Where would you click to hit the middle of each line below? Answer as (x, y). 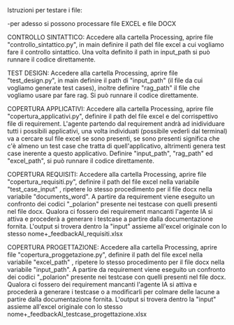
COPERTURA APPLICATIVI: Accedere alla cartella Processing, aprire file (111, 109)
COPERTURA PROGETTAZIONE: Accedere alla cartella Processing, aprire (112, 247)
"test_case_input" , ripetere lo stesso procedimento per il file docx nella (110, 189)
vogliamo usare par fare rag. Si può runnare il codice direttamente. (103, 95)
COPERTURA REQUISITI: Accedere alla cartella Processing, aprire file (107, 174)
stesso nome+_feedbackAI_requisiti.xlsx (65, 234)
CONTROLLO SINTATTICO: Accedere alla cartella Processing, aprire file (110, 37)
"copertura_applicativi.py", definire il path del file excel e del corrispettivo (113, 116)
